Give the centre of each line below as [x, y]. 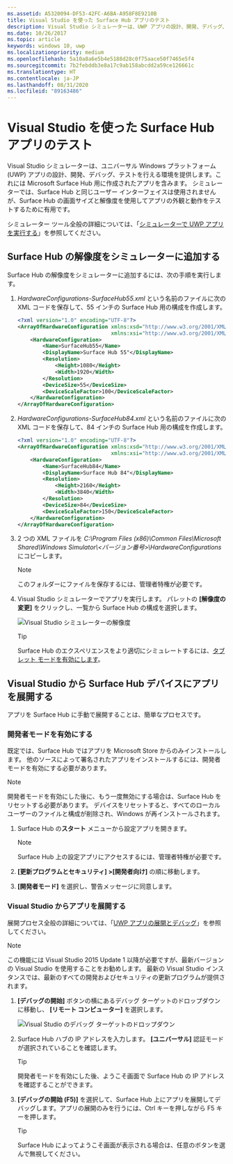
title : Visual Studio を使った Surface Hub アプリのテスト [89, 20]
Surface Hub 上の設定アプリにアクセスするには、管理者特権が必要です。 [121, 857]
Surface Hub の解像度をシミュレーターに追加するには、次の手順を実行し [111, 275]
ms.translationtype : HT [42, 72]
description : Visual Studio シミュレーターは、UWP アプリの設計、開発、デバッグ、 [118, 26]
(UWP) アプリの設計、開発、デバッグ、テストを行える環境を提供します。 [111, 175]
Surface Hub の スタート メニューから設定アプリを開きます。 [104, 829]
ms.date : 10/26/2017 [37, 33]
